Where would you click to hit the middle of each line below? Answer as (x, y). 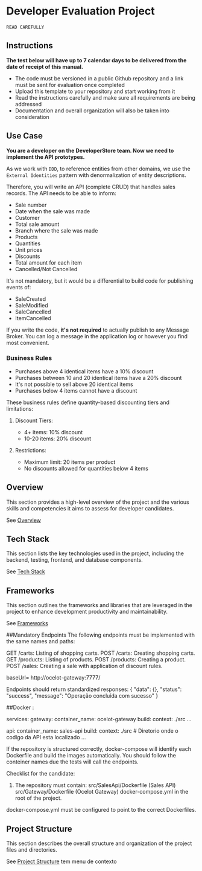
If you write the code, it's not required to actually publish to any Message (98, 330)
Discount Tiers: (34, 420)
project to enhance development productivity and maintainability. (87, 612)
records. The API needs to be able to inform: (61, 193)
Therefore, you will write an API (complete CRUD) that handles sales (91, 187)
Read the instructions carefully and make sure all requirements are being (105, 97)
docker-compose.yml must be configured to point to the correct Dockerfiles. (101, 810)
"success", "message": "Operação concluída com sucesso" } (82, 696)
